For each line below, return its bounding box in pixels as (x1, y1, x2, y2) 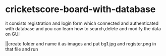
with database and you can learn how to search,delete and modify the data (5, 25, 161, 31)
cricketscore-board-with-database (5, 4, 156, 15)
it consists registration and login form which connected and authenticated (5, 20, 159, 26)
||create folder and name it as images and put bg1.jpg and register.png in (5, 40, 156, 46)
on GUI (5, 31, 20, 37)
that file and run (5, 46, 38, 52)
